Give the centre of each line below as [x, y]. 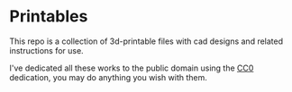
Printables [49, 17]
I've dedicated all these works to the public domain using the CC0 [132, 68]
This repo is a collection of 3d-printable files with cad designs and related [146, 41]
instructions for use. [46, 50]
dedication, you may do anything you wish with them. [108, 77]
